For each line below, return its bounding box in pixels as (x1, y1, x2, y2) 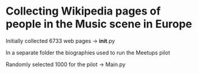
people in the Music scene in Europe (5, 17, 193, 31)
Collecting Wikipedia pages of (5, 4, 161, 18)
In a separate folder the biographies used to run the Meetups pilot (5, 49, 171, 56)
